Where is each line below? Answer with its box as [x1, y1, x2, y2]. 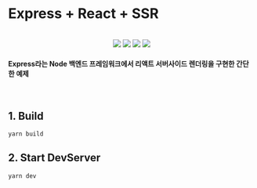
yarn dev [8, 172, 37, 180]
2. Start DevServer [8, 151, 101, 164]
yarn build [8, 130, 44, 138]
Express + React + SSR [8, 5, 159, 23]
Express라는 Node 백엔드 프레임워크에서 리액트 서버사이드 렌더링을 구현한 [8, 59, 235, 68]
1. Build [8, 109, 44, 122]
